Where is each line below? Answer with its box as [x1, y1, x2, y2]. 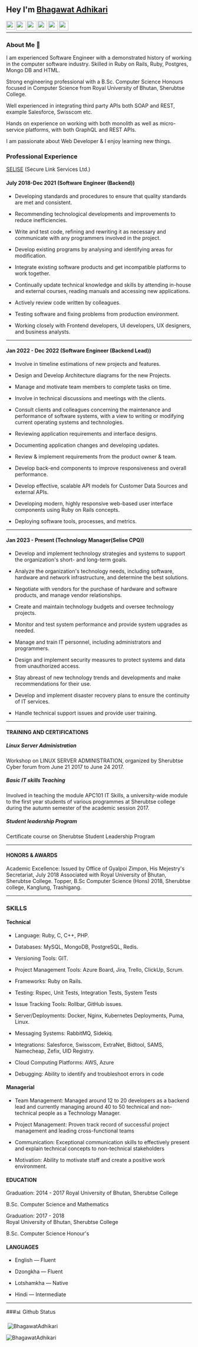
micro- [159, 120, 176, 127]
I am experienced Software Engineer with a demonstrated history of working [6, 54, 192, 61]
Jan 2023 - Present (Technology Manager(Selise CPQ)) [6, 537, 144, 544]
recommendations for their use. [14, 680, 91, 687]
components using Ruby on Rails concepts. [14, 506, 120, 513]
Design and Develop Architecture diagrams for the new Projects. [14, 372, 171, 379]
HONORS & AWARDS [6, 852, 58, 859]
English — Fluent [14, 1257, 56, 1264]
